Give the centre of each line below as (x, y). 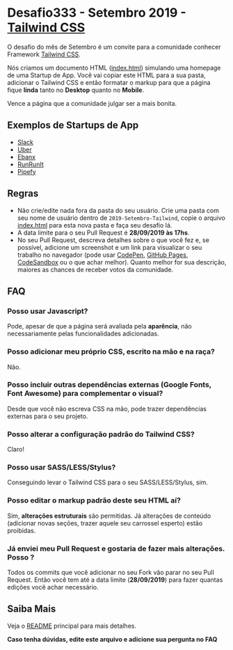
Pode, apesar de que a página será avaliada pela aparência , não (100, 326)
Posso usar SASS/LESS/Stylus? (62, 468)
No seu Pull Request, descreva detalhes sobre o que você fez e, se (113, 240)
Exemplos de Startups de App (73, 126)
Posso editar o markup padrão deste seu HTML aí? (94, 500)
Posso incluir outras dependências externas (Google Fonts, (110, 385)
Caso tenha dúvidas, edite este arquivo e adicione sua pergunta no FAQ (112, 639)
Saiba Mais (32, 609)
